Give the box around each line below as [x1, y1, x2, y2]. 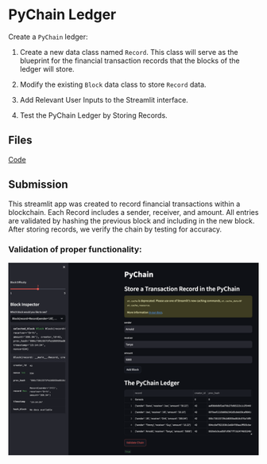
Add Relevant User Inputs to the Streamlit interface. [19, 95, 188, 104]
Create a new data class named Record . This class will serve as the [19, 47, 238, 57]
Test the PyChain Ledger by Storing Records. [19, 110, 168, 120]
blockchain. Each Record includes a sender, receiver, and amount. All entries [8, 207, 259, 216]
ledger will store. [19, 64, 75, 73]
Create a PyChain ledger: [8, 32, 89, 41]
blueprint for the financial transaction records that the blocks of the [19, 56, 240, 65]
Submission [8, 177, 69, 192]
